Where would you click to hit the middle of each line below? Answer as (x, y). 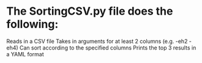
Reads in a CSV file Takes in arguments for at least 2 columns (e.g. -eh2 (97, 41)
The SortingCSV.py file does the (90, 11)
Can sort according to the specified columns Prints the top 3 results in (108, 48)
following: (32, 24)
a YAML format (25, 54)
